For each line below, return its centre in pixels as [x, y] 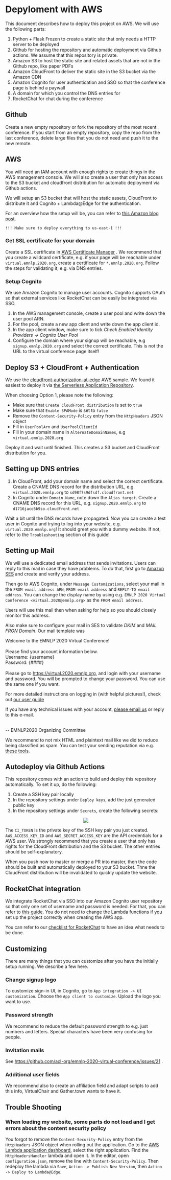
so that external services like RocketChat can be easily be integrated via [81, 298]
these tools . [18, 751]
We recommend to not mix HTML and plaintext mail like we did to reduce [82, 740]
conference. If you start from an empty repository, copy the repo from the [83, 132]
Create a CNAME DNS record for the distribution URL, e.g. [74, 487]
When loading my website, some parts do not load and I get [80, 1122]
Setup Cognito [23, 281]
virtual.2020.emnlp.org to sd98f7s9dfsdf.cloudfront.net [73, 492]
